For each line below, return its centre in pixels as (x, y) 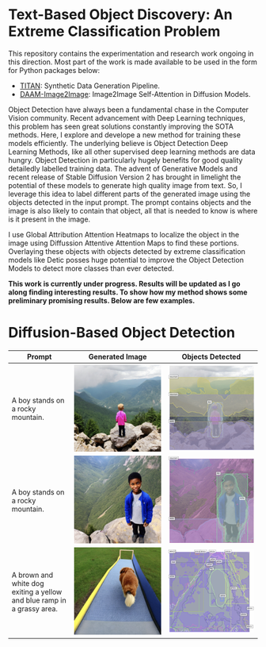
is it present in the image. (49, 219)
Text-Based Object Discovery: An (121, 15)
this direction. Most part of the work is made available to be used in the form (133, 62)
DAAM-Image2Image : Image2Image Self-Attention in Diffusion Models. (135, 94)
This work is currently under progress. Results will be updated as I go (124, 283)
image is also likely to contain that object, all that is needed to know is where (133, 210)
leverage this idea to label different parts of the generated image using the (129, 194)
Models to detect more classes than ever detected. (91, 268)
